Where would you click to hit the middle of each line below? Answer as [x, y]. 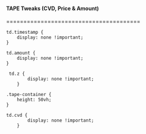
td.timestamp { [25, 33]
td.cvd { [17, 116]
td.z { [17, 74]
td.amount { [21, 53]
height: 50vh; [34, 100]
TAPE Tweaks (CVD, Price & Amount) [53, 8]
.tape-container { [29, 95]
